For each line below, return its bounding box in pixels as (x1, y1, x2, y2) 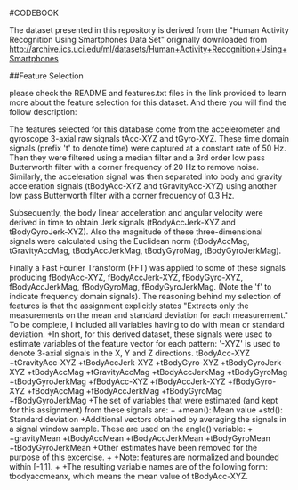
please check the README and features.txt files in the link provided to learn (9, 88, 286, 98)
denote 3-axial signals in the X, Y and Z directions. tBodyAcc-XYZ (9, 347, 251, 358)
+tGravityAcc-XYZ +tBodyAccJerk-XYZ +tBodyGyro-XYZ (9, 357, 220, 368)
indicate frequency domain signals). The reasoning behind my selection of (9, 291, 282, 301)
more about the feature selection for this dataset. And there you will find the (9, 97, 287, 108)
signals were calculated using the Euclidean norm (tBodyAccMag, (9, 236, 250, 246)
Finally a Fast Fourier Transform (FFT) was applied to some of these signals (9, 263, 286, 273)
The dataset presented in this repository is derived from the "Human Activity (9, 25, 289, 35)
